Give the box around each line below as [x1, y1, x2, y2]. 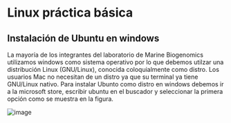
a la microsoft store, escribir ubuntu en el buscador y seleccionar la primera [7, 88, 223, 95]
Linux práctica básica [7, 5, 133, 21]
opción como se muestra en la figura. [7, 95, 114, 103]
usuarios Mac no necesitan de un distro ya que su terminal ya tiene [7, 73, 198, 81]
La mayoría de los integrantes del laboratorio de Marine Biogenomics [7, 50, 204, 59]
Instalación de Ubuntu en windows [7, 32, 160, 44]
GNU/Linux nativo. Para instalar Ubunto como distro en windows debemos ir [7, 80, 224, 88]
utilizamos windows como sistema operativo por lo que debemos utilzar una [7, 58, 224, 66]
